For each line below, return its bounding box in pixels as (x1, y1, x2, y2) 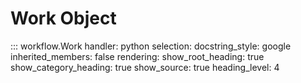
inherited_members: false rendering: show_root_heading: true (10, 50, 265, 62)
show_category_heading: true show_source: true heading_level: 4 (10, 61, 280, 73)
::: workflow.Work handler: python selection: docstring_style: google (10, 40, 292, 52)
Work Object (10, 7, 117, 30)
